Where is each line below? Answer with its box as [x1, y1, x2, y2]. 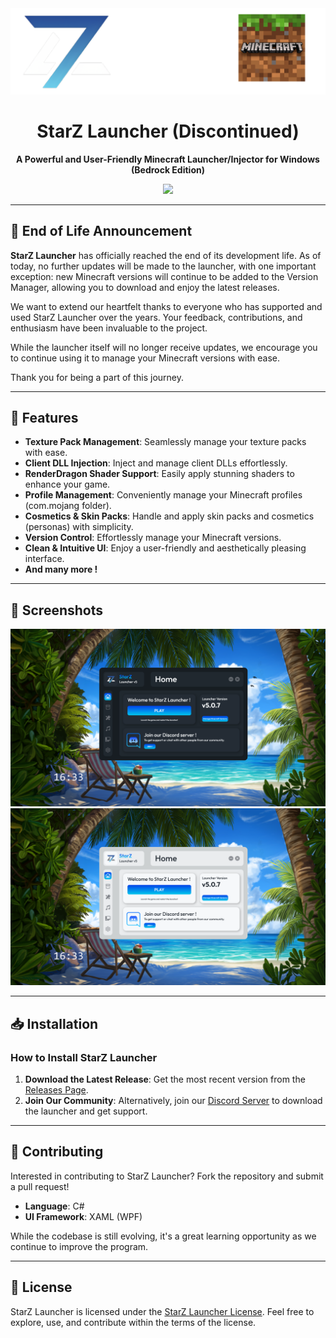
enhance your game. [24, 478, 111, 491]
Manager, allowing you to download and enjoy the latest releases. [10, 281, 280, 293]
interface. [24, 553, 65, 565]
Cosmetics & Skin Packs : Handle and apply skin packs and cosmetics [24, 510, 315, 522]
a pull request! [10, 1180, 70, 1192]
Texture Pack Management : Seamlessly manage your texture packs [24, 436, 307, 448]
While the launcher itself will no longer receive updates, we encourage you [10, 341, 318, 353]
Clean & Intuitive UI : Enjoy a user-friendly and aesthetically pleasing [24, 542, 307, 554]
